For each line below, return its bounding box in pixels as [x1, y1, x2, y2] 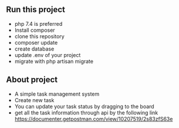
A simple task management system [14, 90, 100, 97]
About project [6, 75, 58, 85]
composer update [14, 39, 58, 46]
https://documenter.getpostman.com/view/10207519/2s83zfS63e [14, 115, 173, 122]
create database [14, 45, 55, 52]
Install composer [14, 26, 55, 33]
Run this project [6, 5, 66, 15]
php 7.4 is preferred [14, 20, 63, 27]
